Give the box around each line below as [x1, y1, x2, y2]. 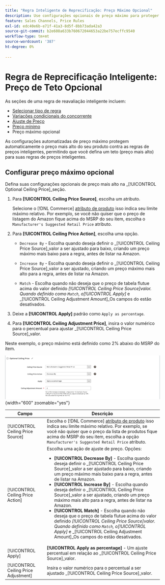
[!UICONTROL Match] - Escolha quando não [54, 508, 145, 514]
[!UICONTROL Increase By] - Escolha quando [54, 481, 148, 487]
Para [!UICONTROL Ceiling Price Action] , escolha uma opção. [12, 231, 139, 237]
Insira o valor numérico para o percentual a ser [47, 565, 141, 571]
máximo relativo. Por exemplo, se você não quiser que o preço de [12, 211, 145, 217]
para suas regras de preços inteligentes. [5, 154, 87, 160]
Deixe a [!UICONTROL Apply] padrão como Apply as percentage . [12, 311, 145, 317]
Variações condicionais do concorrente [12, 113, 92, 119]
